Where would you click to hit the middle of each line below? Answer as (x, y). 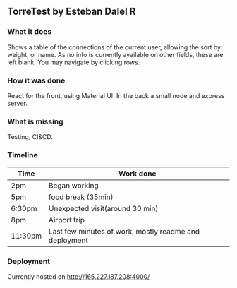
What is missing (35, 121)
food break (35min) (81, 197)
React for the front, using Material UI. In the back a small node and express (116, 95)
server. (18, 103)
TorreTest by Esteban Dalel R (72, 12)
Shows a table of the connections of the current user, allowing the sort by (114, 47)
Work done (138, 174)
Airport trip (67, 220)
